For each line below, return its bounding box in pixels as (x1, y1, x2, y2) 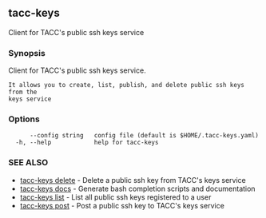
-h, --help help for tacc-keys (15, 139, 159, 147)
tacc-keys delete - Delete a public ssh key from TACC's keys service (19, 175, 246, 184)
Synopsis (8, 47, 46, 58)
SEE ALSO (8, 157, 49, 168)
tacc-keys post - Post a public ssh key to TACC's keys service (19, 200, 225, 210)
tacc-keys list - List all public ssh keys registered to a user (19, 192, 212, 202)
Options (8, 113, 40, 125)
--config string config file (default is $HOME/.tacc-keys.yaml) (29, 132, 260, 140)
